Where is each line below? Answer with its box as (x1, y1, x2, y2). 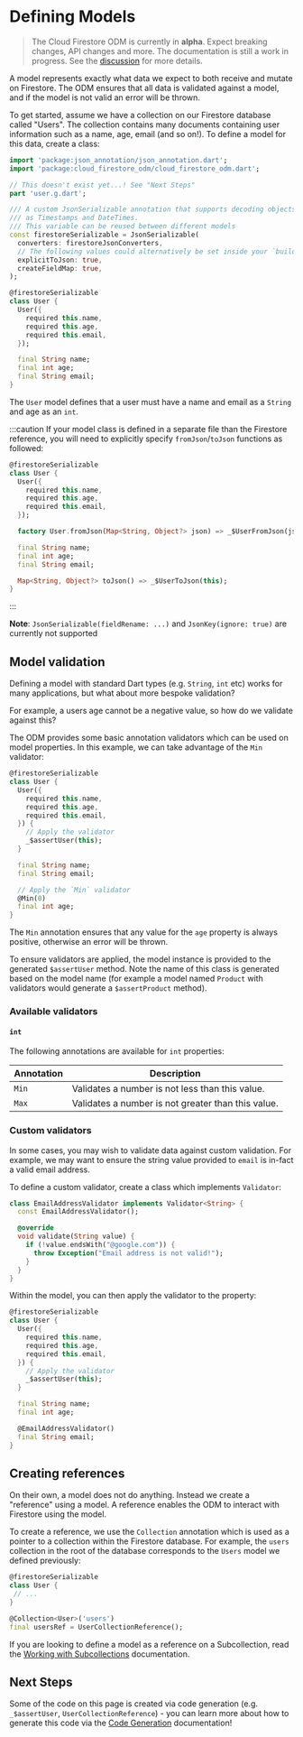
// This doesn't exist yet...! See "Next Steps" (9, 180, 196, 189)
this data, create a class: (9, 138, 101, 149)
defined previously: (9, 1555, 81, 1566)
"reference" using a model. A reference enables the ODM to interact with (9, 1500, 280, 1511)
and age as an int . (9, 406, 78, 417)
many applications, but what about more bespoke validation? (9, 688, 235, 698)
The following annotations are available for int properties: (9, 1046, 225, 1057)
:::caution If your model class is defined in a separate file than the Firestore (9, 423, 288, 434)
